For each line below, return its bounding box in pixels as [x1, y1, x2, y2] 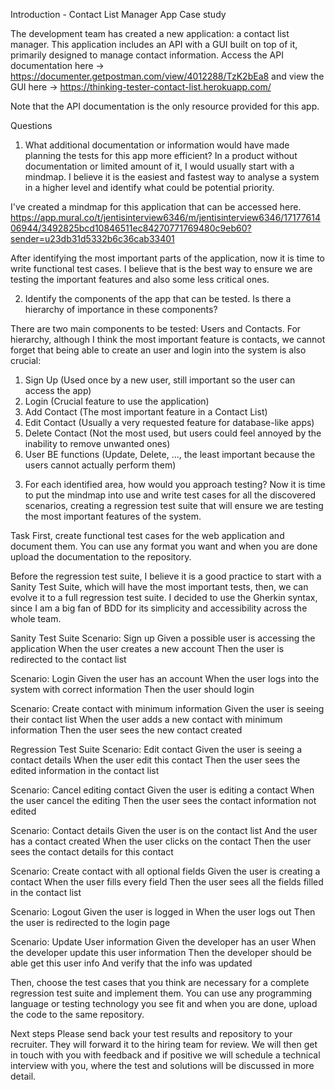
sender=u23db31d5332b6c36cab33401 [10, 233, 175, 244]
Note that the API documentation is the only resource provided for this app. [10, 100, 320, 112]
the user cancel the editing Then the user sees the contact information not [10, 795, 317, 806]
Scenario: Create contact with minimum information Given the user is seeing [10, 703, 325, 714]
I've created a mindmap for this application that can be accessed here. [10, 201, 302, 213]
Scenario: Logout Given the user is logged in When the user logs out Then [10, 906, 316, 918]
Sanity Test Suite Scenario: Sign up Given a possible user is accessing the [10, 632, 316, 644]
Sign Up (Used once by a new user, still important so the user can [24, 374, 296, 386]
